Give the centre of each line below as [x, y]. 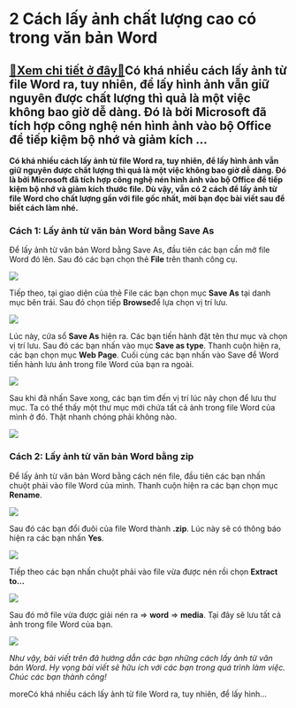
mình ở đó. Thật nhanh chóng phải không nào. [93, 417]
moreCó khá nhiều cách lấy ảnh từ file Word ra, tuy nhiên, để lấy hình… [138, 694]
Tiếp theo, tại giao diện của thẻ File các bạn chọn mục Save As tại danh [140, 293]
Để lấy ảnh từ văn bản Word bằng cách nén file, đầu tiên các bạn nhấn [137, 476]
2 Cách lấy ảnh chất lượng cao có [133, 19]
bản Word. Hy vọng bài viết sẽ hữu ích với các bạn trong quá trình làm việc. [147, 667]
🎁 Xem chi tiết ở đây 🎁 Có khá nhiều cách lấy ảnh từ [148, 70]
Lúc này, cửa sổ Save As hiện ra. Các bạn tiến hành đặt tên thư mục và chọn [148, 336]
